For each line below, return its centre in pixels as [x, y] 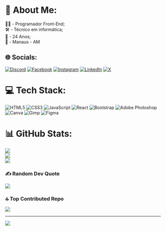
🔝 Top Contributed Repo [35, 199]
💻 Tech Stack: [36, 90]
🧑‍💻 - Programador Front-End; [35, 24]
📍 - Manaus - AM [23, 42]
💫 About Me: [31, 10]
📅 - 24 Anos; [18, 36]
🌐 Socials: [21, 57]
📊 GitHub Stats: [39, 134]
